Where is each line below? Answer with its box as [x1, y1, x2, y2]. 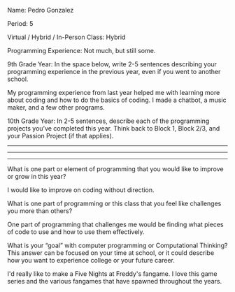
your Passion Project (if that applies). [7, 132, 114, 140]
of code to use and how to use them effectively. [7, 228, 145, 236]
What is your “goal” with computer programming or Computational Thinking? [7, 241, 228, 249]
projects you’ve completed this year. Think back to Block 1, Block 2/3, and [7, 124, 220, 132]
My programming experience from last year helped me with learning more [7, 89, 220, 96]
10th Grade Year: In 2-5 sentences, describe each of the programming [7, 117, 210, 125]
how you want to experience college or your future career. [7, 256, 175, 264]
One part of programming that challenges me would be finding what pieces [7, 220, 224, 228]
